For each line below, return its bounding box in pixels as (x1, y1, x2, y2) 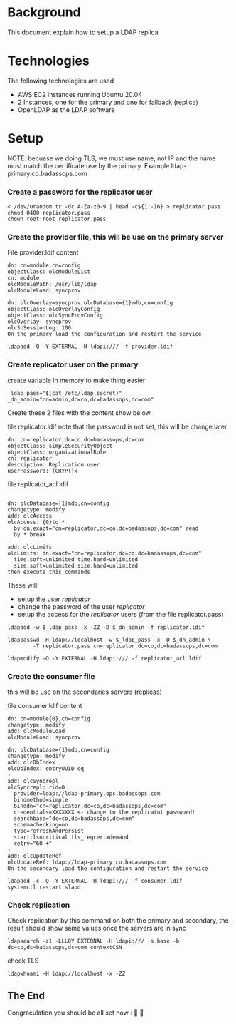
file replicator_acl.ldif (7, 479, 69, 488)
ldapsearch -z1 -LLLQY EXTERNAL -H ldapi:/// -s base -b (7, 938, 180, 945)
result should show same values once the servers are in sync (7, 924, 187, 933)
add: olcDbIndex (7, 759, 55, 766)
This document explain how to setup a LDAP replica (7, 28, 159, 36)
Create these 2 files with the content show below (7, 408, 151, 417)
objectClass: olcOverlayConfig (7, 306, 100, 313)
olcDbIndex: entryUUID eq (7, 765, 84, 772)
